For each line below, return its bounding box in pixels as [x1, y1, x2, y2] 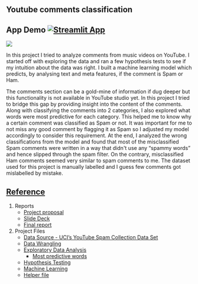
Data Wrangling [23, 240, 61, 247]
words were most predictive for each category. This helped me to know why [6, 113, 192, 120]
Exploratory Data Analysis [23, 246, 87, 253]
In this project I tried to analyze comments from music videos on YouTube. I [6, 51, 190, 58]
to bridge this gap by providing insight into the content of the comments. [6, 100, 183, 108]
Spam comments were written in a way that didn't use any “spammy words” [6, 145, 191, 152]
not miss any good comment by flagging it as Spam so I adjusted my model [6, 126, 189, 133]
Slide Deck [23, 215, 50, 222]
